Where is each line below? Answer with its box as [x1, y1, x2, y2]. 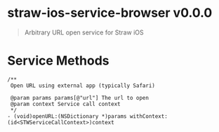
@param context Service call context [10, 100, 121, 107]
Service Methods [7, 53, 110, 69]
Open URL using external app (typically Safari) [10, 82, 156, 89]
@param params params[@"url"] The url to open [10, 94, 150, 101]
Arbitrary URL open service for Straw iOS [24, 28, 144, 37]
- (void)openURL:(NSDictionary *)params [7, 112, 128, 120]
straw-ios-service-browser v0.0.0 [7, 5, 213, 21]
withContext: [129, 112, 168, 120]
